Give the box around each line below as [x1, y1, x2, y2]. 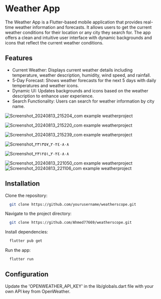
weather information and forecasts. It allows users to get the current [15, 24, 152, 30]
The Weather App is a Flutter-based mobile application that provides [5, 19, 142, 25]
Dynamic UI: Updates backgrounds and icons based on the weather [12, 87, 149, 93]
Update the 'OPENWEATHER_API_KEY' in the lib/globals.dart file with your [5, 283, 154, 289]
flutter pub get [9, 238, 42, 243]
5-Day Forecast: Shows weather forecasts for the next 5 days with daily [12, 77, 156, 83]
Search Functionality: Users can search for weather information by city [12, 98, 155, 104]
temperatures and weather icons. [12, 83, 79, 88]
